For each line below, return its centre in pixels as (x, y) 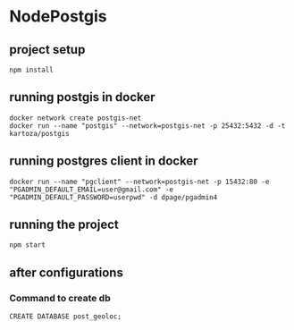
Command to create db (60, 298)
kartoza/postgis (39, 133)
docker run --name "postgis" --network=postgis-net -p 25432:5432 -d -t (147, 126)
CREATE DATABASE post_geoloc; (66, 317)
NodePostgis (58, 17)
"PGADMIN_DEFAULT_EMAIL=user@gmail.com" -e (92, 190)
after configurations (66, 272)
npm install (31, 70)
